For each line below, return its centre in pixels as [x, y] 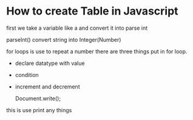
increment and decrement [47, 87]
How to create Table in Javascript [92, 11]
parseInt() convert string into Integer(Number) [64, 39]
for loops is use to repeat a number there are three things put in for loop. [97, 51]
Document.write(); [38, 98]
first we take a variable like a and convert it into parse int [77, 28]
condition [27, 75]
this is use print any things [39, 110]
